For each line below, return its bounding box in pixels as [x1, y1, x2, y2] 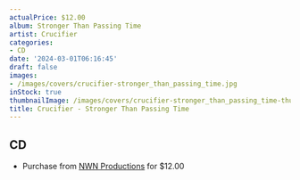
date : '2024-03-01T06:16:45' [9, 54, 118, 63]
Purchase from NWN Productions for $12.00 [21, 161, 185, 172]
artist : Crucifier [9, 29, 78, 38]
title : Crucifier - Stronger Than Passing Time [9, 104, 190, 113]
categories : [9, 37, 54, 47]
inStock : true [9, 87, 62, 96]
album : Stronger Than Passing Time [9, 21, 142, 30]
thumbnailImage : [9, 95, 70, 105]
